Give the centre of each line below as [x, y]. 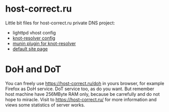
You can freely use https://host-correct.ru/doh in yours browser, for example [85, 83]
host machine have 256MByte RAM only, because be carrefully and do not [82, 94]
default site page [30, 49]
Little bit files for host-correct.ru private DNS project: [60, 23]
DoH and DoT [33, 69]
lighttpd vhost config [34, 32]
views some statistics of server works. [45, 105]
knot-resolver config [34, 38]
